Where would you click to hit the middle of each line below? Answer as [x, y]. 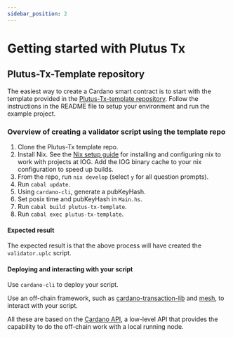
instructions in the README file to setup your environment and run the [108, 106]
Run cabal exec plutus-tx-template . [71, 214]
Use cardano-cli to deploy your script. [63, 285]
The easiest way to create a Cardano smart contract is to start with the [109, 91]
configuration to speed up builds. [65, 169]
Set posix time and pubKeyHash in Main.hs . [80, 199]
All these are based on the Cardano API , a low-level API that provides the [113, 319]
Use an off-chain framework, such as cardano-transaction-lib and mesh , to [116, 298]
